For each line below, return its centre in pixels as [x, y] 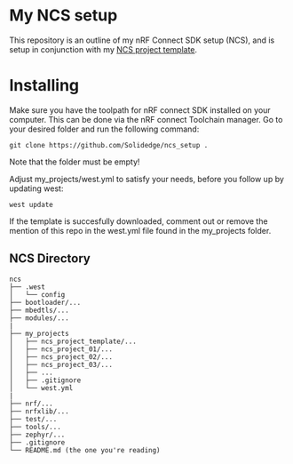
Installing [44, 86]
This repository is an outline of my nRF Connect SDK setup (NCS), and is [142, 40]
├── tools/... [36, 427]
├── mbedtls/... [39, 310]
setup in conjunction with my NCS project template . [103, 49]
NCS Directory [50, 259]
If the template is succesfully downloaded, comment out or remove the [139, 221]
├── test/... [33, 419]
